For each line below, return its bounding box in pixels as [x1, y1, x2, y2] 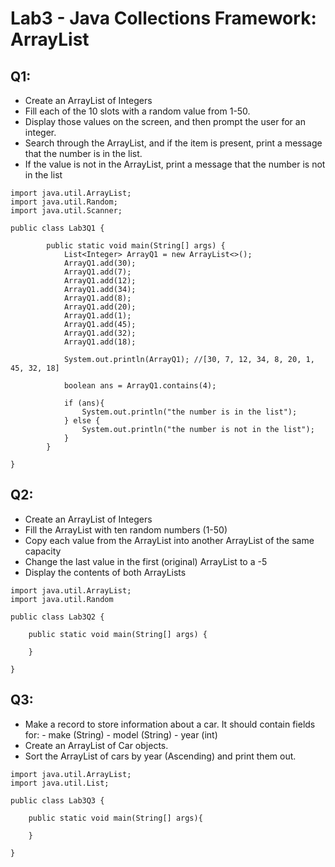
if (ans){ [63, 398, 105, 408]
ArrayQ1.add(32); [63, 328, 137, 338]
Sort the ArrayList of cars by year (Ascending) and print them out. [24, 750, 297, 762]
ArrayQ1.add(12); [63, 276, 137, 286]
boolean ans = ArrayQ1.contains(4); [63, 381, 217, 391]
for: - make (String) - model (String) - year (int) [24, 728, 218, 741]
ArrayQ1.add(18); [63, 337, 137, 347]
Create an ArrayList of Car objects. [24, 739, 169, 751]
